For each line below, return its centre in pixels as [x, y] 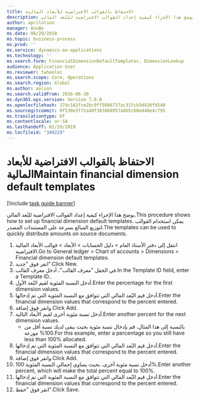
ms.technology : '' [29, 56]
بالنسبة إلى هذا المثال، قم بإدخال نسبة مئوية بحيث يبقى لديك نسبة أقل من [105, 326]
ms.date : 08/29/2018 [32, 34]
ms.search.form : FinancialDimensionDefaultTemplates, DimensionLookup [95, 61]
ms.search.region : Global [38, 83]
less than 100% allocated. [56, 339]
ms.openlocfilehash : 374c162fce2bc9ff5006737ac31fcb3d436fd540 [86, 105]
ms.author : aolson [29, 89]
